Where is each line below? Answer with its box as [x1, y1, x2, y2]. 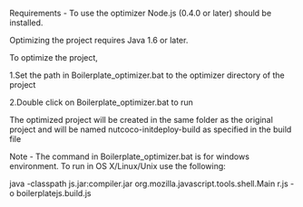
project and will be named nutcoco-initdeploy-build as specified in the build [9, 124, 292, 135]
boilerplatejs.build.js [16, 188, 92, 198]
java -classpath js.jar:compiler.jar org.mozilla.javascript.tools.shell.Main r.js [9, 178, 288, 189]
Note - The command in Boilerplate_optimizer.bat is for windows [9, 151, 249, 162]
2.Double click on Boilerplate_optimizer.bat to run [9, 97, 193, 108]
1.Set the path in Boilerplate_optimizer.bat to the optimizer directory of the [9, 70, 285, 80]
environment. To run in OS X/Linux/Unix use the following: [9, 161, 227, 171]
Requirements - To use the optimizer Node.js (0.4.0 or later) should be [9, 8, 272, 18]
